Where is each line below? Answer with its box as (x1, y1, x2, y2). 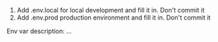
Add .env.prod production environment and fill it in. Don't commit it (16, 13, 211, 22)
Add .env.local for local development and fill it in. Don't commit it (16, 6, 205, 14)
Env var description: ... (6, 27, 72, 35)
